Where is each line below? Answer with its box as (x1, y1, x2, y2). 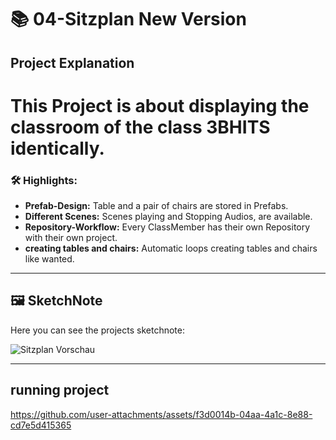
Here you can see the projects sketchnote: (10, 324, 185, 336)
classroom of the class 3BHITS (10, 116, 271, 138)
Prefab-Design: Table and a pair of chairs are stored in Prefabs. (24, 200, 289, 212)
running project (10, 382, 110, 399)
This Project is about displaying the (10, 94, 310, 117)
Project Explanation (10, 54, 135, 71)
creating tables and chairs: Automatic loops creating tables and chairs (24, 242, 318, 255)
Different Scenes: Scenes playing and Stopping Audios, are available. (24, 211, 313, 223)
